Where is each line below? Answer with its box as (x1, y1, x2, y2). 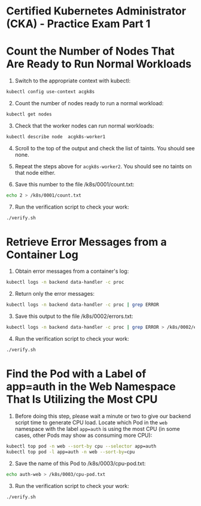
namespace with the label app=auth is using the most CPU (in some (14, 425, 181, 432)
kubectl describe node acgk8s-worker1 (6, 133, 106, 139)
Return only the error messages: (14, 290, 95, 297)
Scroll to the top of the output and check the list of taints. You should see (14, 144, 195, 151)
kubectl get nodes (6, 111, 52, 117)
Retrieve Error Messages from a (6, 235, 167, 249)
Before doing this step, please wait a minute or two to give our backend (14, 412, 191, 419)
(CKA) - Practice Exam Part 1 (6, 17, 151, 31)
